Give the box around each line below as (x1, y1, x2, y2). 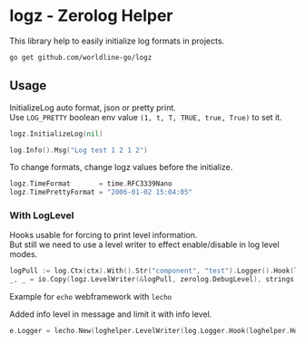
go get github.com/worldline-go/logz (9, 53, 152, 62)
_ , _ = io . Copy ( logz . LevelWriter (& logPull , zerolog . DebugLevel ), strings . (9, 275, 299, 284)
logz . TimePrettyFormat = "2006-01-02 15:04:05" (9, 187, 193, 197)
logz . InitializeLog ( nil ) (9, 129, 103, 139)
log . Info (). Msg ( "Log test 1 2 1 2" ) (9, 146, 148, 155)
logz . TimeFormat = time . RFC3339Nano (9, 179, 172, 188)
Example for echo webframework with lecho (9, 291, 172, 302)
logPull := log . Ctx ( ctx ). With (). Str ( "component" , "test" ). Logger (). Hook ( (9, 266, 295, 276)
